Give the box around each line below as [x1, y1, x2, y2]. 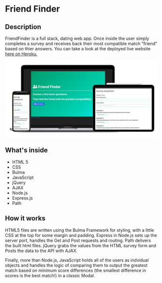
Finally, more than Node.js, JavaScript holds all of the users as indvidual [5, 257, 149, 263]
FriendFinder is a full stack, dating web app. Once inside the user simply [5, 35, 149, 41]
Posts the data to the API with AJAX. [5, 248, 78, 253]
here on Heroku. [5, 51, 38, 57]
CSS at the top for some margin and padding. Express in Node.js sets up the [5, 232, 157, 238]
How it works [5, 214, 46, 222]
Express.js [12, 195, 33, 201]
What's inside [5, 146, 48, 155]
